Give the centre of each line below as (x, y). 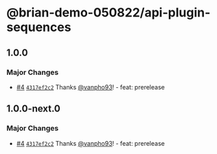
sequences (39, 27)
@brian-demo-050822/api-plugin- (108, 13)
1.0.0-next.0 (34, 109)
